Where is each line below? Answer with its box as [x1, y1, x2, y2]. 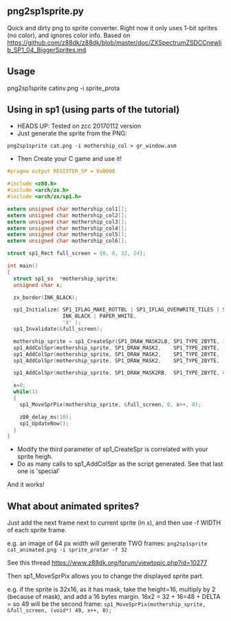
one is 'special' [16, 467, 60, 475]
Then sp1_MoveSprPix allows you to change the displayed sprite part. [7, 572, 204, 580]
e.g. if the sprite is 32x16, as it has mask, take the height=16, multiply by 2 [7, 585, 216, 593]
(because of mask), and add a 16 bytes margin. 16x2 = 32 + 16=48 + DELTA [7, 593, 221, 601]
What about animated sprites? [7, 500, 140, 512]
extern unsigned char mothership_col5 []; [7, 231, 128, 238]
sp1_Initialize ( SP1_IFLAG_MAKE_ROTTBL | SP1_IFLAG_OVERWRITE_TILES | [13, 306, 220, 314]
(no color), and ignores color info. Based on [7, 31, 131, 39]
